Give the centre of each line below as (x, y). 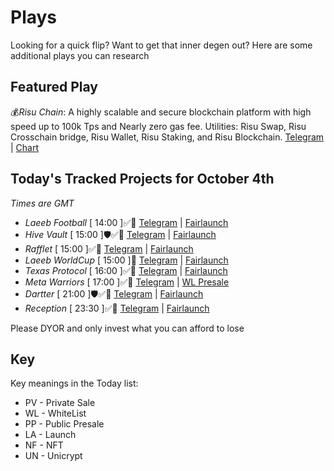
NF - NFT (44, 445)
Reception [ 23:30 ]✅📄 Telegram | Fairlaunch (117, 308)
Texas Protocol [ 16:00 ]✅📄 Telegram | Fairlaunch (126, 270)
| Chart (25, 147)
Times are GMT (42, 203)
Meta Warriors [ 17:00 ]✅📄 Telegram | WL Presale (127, 282)
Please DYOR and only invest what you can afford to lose (127, 328)
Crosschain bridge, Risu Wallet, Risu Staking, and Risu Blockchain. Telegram (167, 137)
